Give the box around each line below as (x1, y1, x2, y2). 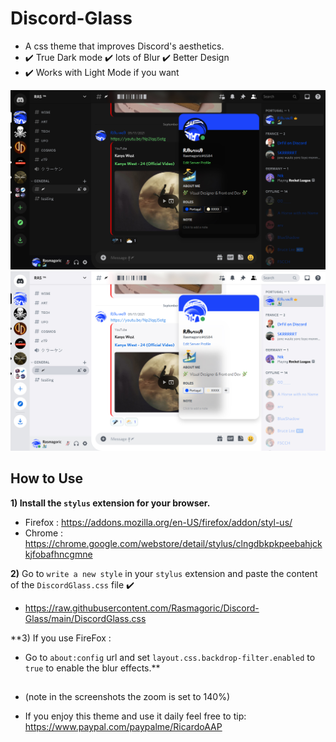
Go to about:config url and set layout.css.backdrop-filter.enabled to (24, 651, 316, 663)
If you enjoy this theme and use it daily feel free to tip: (24, 710, 247, 722)
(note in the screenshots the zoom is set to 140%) (24, 691, 230, 703)
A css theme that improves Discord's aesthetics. (24, 40, 225, 52)
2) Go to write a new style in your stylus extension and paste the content (10, 567, 318, 579)
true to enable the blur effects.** (24, 662, 161, 674)
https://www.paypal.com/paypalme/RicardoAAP (24, 721, 223, 733)
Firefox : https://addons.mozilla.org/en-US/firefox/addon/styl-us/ (24, 516, 293, 528)
